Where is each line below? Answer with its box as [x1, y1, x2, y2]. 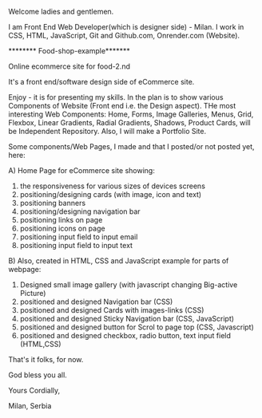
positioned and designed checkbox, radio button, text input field [19, 331, 232, 340]
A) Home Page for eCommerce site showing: [8, 166, 156, 175]
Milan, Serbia [8, 401, 52, 410]
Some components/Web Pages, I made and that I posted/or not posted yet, [8, 142, 255, 151]
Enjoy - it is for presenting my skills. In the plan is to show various [8, 93, 224, 102]
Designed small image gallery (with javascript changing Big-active [19, 280, 238, 290]
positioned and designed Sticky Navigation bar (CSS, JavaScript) [19, 314, 234, 323]
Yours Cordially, [8, 386, 61, 395]
